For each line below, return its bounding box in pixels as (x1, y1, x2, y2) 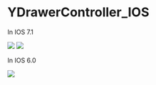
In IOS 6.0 (7, 56, 37, 64)
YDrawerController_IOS (7, 4, 150, 21)
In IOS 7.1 (7, 28, 34, 36)
